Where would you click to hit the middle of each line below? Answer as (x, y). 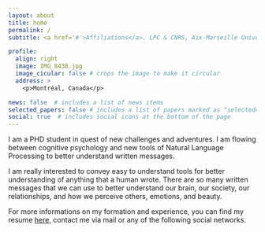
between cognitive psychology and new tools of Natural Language (116, 148)
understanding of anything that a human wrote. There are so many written (128, 180)
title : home (28, 23)
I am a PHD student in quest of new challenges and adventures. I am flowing (132, 139)
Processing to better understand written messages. (91, 156)
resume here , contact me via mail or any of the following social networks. (127, 220)
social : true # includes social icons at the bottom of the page (119, 117)
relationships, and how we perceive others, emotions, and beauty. (115, 197)
